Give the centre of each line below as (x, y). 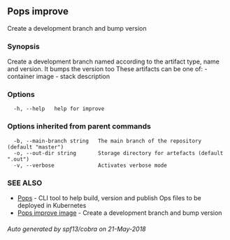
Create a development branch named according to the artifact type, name (114, 61)
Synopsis (23, 46)
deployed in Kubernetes (52, 205)
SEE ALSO (25, 183)
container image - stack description (59, 77)
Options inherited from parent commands (79, 126)
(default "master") (36, 147)
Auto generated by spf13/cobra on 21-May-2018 (77, 229)
